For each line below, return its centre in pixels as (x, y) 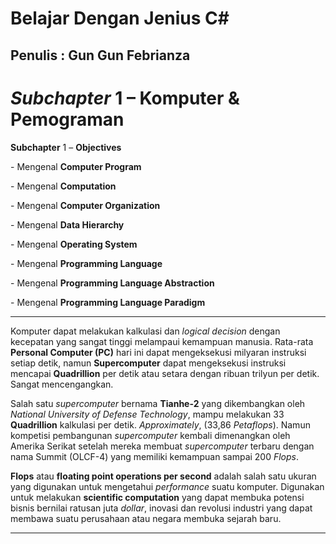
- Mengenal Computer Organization (85, 205)
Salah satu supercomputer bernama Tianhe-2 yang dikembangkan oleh (158, 403)
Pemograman (67, 119)
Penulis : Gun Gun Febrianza (100, 55)
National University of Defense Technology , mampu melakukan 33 (147, 414)
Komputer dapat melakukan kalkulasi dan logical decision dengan (145, 331)
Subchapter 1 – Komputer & (125, 98)
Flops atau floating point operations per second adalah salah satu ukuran (163, 476)
